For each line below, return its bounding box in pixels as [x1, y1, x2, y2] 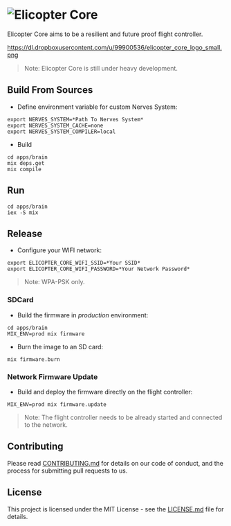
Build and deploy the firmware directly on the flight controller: [17, 387, 193, 396]
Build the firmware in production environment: [17, 310, 149, 319]
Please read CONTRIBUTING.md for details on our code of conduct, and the [7, 459, 223, 467]
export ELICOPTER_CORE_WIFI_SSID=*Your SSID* [7, 260, 140, 267]
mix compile [7, 166, 41, 173]
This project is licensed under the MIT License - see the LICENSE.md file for [7, 505, 224, 513]
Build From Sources [7, 84, 93, 96]
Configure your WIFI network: [17, 246, 102, 254]
